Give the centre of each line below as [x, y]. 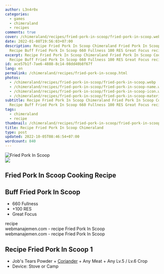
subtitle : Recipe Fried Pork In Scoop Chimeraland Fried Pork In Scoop [79, 101]
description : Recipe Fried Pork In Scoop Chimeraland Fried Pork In [76, 46]
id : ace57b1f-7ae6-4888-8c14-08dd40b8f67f [49, 64]
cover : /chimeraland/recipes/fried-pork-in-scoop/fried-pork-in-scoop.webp [84, 37]
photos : [13, 78]
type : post [16, 132]
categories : [17, 14]
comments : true [20, 32]
